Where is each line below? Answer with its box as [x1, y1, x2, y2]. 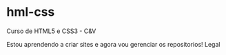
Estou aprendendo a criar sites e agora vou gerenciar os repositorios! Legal [6, 40, 220, 48]
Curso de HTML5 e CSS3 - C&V [6, 27, 96, 35]
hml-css [6, 4, 55, 20]
